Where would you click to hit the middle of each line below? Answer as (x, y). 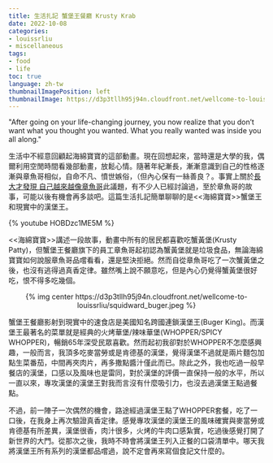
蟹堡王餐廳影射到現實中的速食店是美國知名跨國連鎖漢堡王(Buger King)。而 (133, 322)
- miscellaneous (36, 46)
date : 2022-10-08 (38, 24)
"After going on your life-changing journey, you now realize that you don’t (131, 122)
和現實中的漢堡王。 (41, 207)
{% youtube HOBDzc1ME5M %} (62, 223)
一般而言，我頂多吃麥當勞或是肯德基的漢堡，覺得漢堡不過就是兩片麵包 (140, 353)
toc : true (25, 76)
